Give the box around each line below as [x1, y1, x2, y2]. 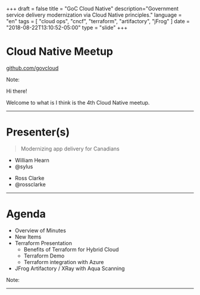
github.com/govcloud [6, 64, 59, 71]
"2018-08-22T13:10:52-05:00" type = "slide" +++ [6, 24, 128, 31]
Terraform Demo [23, 252, 65, 259]
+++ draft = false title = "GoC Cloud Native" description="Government [6, 5, 179, 12]
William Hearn [14, 156, 49, 164]
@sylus [14, 163, 33, 170]
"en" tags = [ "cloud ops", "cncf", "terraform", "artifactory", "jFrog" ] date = [6, 18, 190, 24]
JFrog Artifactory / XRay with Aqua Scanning [14, 265, 125, 272]
